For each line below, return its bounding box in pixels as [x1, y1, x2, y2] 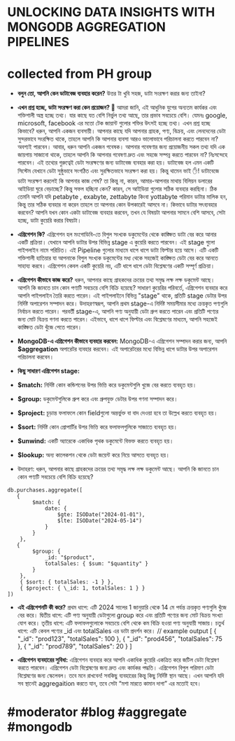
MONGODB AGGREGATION [7, 19, 166, 35]
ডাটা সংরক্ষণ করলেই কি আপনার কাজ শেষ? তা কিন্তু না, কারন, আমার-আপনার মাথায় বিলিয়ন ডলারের [17, 176, 213, 186]
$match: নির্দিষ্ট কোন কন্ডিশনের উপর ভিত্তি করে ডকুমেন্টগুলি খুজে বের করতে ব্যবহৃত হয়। [17, 381, 197, 389]
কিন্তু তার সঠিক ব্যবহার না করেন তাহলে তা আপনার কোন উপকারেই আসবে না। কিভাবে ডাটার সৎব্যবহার [17, 200, 218, 209]
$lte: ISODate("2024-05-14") [57, 518, 142, 525]
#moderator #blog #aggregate [7, 705, 187, 720]
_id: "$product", [44, 554, 96, 561]
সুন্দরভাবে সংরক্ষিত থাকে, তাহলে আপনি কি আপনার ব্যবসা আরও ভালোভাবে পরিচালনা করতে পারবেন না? [17, 134, 219, 144]
